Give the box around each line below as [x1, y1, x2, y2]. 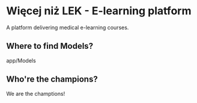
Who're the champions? [6, 74, 98, 85]
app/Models [6, 57, 36, 64]
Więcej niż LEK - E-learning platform [6, 4, 192, 18]
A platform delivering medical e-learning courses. [6, 24, 129, 31]
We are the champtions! [6, 90, 65, 97]
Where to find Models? [6, 41, 94, 51]
